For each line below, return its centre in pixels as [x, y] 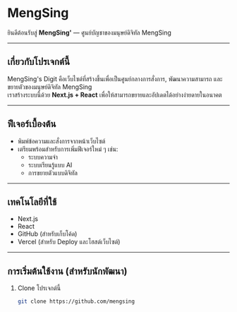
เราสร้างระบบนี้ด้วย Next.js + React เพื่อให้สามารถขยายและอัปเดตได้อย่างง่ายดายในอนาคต [115, 95]
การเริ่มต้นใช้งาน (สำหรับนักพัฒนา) [67, 271]
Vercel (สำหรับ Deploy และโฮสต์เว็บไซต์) [69, 242]
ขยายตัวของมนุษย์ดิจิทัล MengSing [50, 87]
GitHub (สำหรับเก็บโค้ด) [47, 234]
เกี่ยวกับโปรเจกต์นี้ [39, 62]
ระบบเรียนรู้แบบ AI [50, 164]
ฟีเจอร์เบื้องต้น [32, 124]
